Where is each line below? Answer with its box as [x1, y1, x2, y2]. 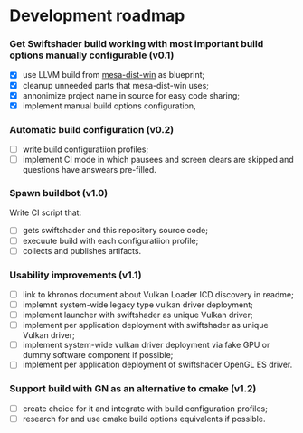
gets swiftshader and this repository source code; [22, 225, 209, 236]
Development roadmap [9, 5, 185, 26]
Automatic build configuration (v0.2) [9, 123, 175, 136]
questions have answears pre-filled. [22, 165, 156, 175]
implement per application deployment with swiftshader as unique [22, 320, 269, 331]
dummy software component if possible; [22, 350, 174, 361]
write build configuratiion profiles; [22, 144, 149, 155]
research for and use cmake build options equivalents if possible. [22, 413, 266, 424]
